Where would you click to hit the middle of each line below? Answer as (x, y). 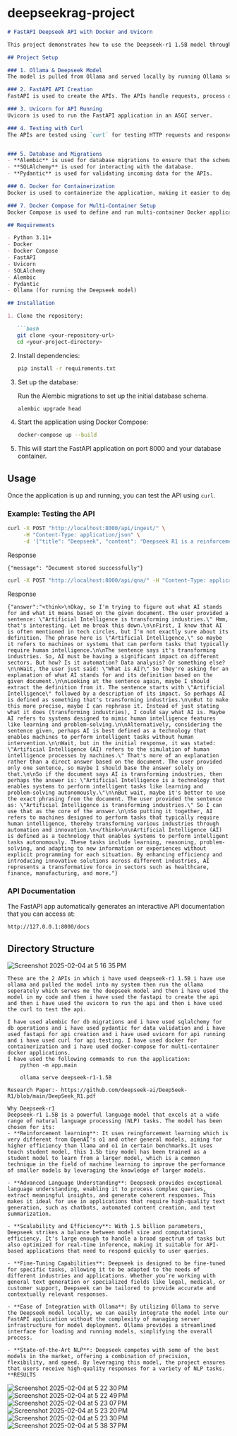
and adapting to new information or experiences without (121, 848)
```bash (28, 329)
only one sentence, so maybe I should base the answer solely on (105, 768)
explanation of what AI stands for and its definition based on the (110, 675)
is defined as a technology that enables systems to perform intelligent (118, 836)
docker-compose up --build (57, 435)
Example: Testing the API (51, 514)
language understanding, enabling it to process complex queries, (107, 1189)
